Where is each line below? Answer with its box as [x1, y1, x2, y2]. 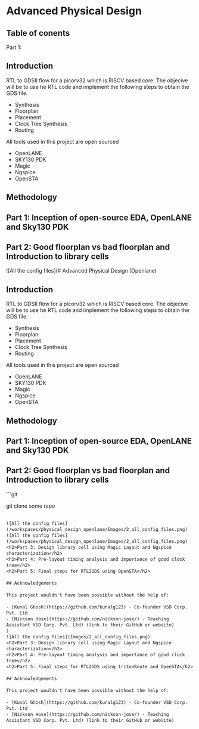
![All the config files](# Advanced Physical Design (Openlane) [6, 267, 157, 274]
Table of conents [6, 28, 70, 38]
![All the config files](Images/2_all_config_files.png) [6, 634, 151, 640]
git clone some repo [6, 502, 55, 509]
